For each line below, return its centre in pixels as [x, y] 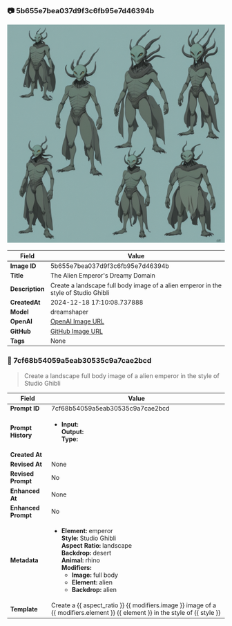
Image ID [23, 266]
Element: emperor [87, 531]
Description [27, 289]
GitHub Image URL [77, 331]
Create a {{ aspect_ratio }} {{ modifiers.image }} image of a [134, 605]
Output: [72, 431]
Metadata [24, 560]
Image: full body [95, 575]
